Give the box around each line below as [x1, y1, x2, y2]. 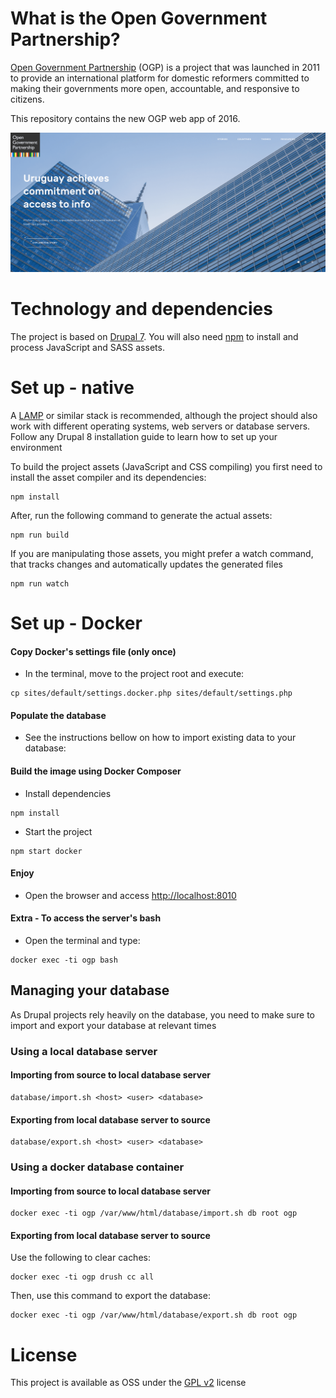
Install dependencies [24, 787, 112, 799]
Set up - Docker [10, 612, 143, 634]
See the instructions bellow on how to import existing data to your [24, 732, 297, 744]
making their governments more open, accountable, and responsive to [10, 82, 300, 94]
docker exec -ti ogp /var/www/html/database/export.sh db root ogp [10, 1310, 298, 1321]
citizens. [10, 93, 45, 105]
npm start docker [10, 846, 83, 856]
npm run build [10, 530, 70, 540]
